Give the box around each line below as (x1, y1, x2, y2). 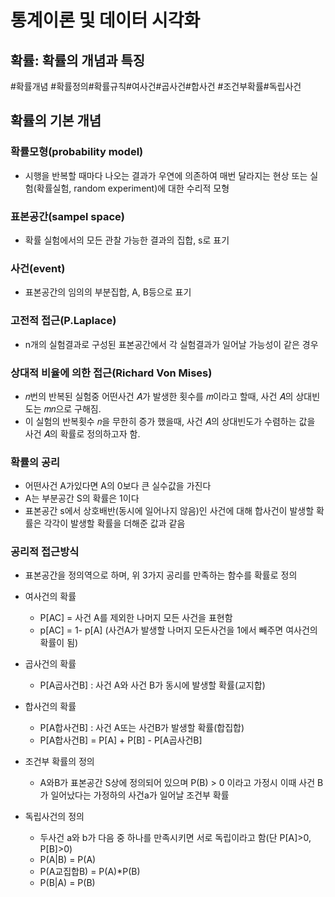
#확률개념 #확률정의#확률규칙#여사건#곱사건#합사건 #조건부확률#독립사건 (10, 81, 302, 92)
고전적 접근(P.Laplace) (10, 314, 117, 328)
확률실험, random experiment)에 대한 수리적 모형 (36, 182, 230, 194)
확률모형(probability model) (10, 145, 144, 159)
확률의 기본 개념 (10, 112, 102, 130)
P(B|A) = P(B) (39, 877, 96, 889)
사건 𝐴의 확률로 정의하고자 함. (24, 427, 141, 440)
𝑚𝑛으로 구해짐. (43, 402, 102, 415)
